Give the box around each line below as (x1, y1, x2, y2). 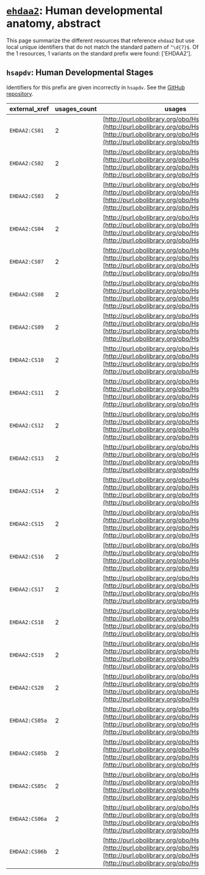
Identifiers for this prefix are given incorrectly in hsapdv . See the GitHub (6, 84, 185, 91)
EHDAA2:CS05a (9, 717, 48, 724)
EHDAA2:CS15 (9, 520, 45, 527)
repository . (6, 90, 34, 98)
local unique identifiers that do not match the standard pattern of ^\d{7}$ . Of (6, 43, 199, 51)
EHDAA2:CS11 (9, 389, 45, 396)
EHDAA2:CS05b (9, 749, 48, 757)
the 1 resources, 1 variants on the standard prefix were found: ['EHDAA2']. (6, 49, 192, 57)
